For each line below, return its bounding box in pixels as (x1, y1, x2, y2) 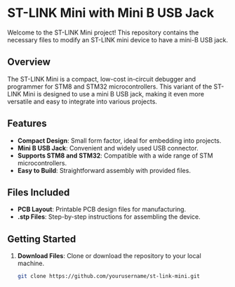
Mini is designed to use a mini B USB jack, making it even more (22, 89, 205, 98)
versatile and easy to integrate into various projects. (7, 97, 158, 106)
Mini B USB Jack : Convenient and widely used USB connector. (17, 143, 199, 152)
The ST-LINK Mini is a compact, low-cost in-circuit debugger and (7, 75, 196, 83)
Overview (7, 56, 51, 68)
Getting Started (7, 233, 76, 245)
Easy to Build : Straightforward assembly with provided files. (17, 166, 192, 174)
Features (7, 117, 47, 129)
